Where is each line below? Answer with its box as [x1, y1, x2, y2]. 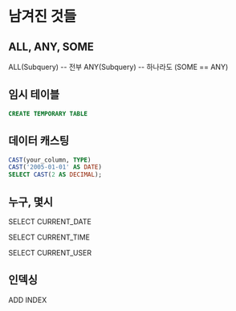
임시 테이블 [8, 88, 60, 101]
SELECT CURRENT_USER [8, 248, 92, 257]
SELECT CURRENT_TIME [8, 232, 91, 242]
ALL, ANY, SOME [8, 39, 95, 53]
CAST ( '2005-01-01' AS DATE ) [8, 163, 103, 171]
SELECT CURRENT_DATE [8, 216, 92, 226]
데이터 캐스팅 [8, 134, 70, 148]
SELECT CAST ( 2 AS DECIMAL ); [8, 170, 103, 179]
